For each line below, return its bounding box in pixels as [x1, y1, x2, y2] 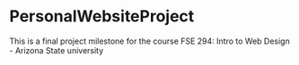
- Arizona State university [9, 45, 104, 55]
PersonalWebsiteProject [9, 6, 195, 27]
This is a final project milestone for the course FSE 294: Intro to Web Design [9, 36, 290, 46]
